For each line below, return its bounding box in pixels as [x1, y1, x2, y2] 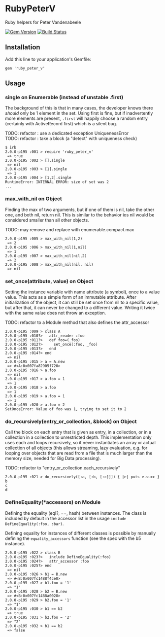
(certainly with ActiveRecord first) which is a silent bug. [5, 121, 117, 127]
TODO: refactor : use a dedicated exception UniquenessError [5, 130, 129, 136]
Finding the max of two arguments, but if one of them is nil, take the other [5, 207, 155, 212]
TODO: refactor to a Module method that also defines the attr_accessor [5, 319, 149, 325]
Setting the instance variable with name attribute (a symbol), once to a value [5, 289, 160, 295]
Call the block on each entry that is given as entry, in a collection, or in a [5, 429, 152, 435]
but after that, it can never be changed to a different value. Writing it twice [5, 305, 155, 311]
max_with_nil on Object [5, 195, 63, 202]
